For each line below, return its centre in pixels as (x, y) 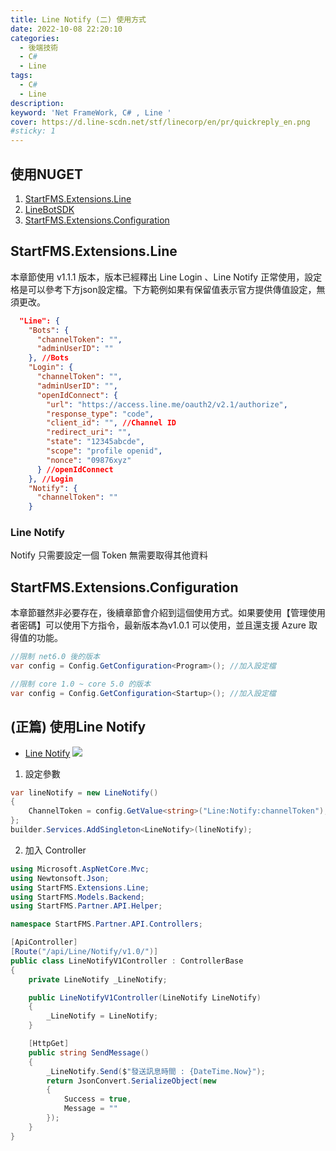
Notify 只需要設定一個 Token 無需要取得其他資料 (109, 555)
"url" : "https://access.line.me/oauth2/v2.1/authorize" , (167, 404)
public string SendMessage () (89, 1052)
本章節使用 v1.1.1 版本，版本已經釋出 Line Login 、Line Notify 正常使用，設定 (166, 277)
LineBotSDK (49, 209)
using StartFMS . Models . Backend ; (77, 897)
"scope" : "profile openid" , (104, 451)
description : (37, 103)
